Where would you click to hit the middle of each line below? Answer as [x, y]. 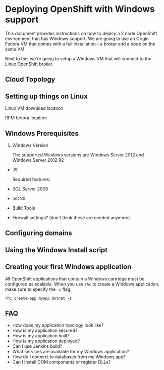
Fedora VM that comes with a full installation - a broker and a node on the [80, 44]
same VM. [15, 49]
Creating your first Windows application [68, 267]
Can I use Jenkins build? [37, 346]
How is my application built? [41, 336]
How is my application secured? [45, 330]
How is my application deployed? [46, 341]
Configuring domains [39, 233]
